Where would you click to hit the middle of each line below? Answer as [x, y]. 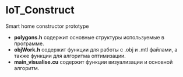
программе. [29, 43]
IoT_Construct [40, 10]
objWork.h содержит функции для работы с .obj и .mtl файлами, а [96, 49]
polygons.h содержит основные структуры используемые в [89, 37]
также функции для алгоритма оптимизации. [70, 56]
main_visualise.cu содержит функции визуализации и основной [93, 62]
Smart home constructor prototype [47, 26]
